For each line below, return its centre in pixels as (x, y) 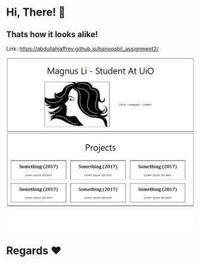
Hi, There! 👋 (36, 12)
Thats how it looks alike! (52, 34)
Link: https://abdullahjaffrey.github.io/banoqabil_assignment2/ (82, 49)
